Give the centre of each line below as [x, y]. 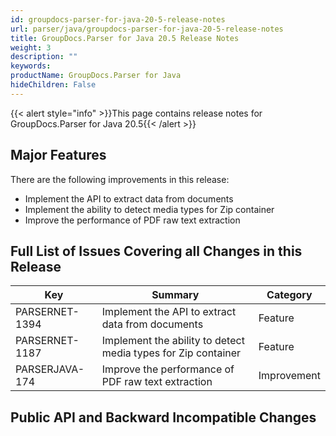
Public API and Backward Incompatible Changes [163, 417]
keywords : [31, 66]
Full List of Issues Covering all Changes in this [156, 251]
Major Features [58, 155]
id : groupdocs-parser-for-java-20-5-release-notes [118, 19]
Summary [175, 295]
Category [289, 295]
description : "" [44, 57]
